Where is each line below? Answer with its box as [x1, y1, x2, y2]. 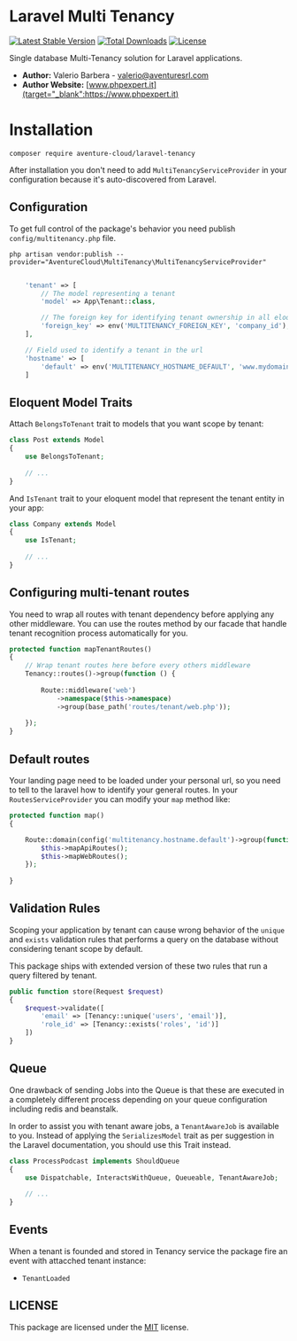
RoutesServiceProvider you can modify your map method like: [9, 794, 231, 804]
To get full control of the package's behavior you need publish [9, 223, 236, 234]
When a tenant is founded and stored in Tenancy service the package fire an [9, 1245, 288, 1256]
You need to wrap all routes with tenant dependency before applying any [9, 609, 275, 620]
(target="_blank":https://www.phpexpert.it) [21, 89, 179, 99]
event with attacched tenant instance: [9, 1255, 147, 1266]
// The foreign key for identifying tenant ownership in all [41, 313, 271, 323]
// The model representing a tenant [41, 289, 176, 298]
